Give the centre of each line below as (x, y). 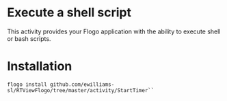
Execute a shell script (69, 13)
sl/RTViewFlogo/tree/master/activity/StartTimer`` (81, 90)
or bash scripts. (29, 38)
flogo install (27, 84)
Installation (40, 67)
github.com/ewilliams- (82, 84)
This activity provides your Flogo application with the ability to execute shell (114, 31)
